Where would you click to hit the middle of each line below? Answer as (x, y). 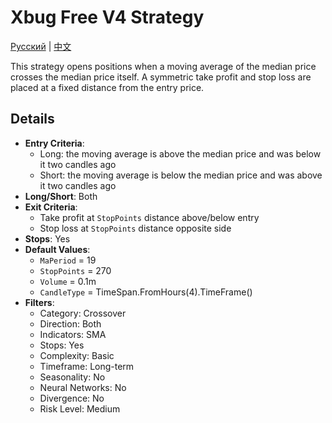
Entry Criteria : (54, 143)
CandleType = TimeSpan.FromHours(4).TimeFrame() (146, 292)
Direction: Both (70, 323)
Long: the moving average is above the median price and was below (180, 153)
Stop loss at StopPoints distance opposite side (135, 228)
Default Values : (57, 249)
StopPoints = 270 (75, 270)
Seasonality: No (72, 377)
